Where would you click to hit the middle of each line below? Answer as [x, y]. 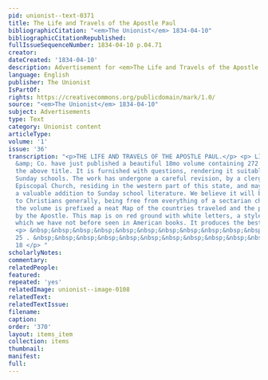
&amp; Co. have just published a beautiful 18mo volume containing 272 [137, 164]
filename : [25, 311]
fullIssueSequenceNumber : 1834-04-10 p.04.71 [85, 45]
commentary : [28, 260]
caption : [23, 319]
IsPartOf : [25, 90]
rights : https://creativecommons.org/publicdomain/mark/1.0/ [112, 97]
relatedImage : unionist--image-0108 [69, 290]
